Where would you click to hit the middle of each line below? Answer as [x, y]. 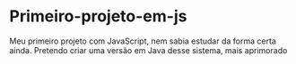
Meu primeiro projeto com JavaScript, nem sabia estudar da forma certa [143, 41]
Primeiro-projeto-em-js [98, 16]
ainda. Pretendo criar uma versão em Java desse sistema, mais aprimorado [148, 50]
